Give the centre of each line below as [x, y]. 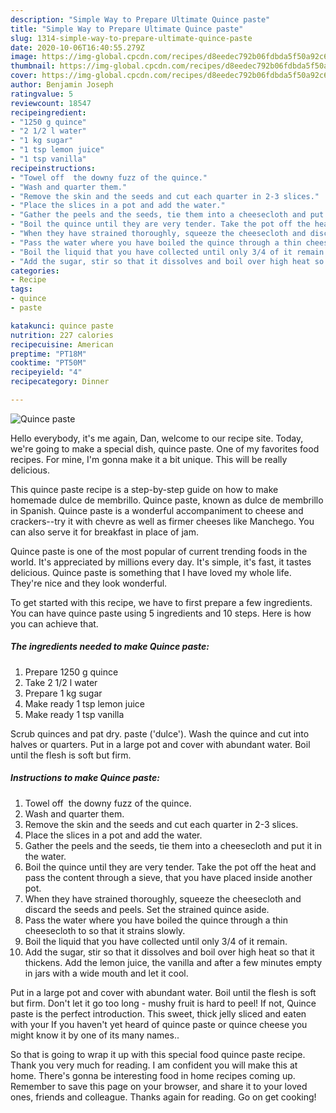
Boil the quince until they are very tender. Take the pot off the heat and [170, 867]
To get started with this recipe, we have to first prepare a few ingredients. [161, 602]
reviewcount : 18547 [51, 103]
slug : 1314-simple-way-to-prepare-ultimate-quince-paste [131, 38]
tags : [21, 289]
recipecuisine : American [62, 344]
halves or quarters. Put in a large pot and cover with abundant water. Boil [160, 744]
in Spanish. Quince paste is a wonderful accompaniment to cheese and [157, 510]
